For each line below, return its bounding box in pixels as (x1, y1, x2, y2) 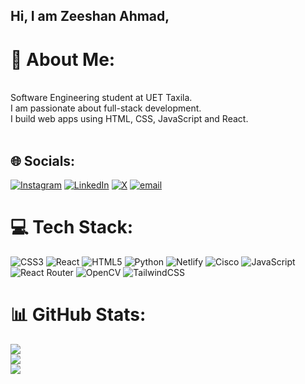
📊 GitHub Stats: (10, 304, 147, 326)
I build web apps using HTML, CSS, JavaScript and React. (10, 113, 249, 125)
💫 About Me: (10, 48, 116, 71)
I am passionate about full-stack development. (10, 102, 202, 114)
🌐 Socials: (10, 152, 76, 169)
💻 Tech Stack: (10, 216, 134, 239)
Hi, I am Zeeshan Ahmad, (10, 8, 170, 25)
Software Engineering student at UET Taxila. (10, 92, 193, 104)
